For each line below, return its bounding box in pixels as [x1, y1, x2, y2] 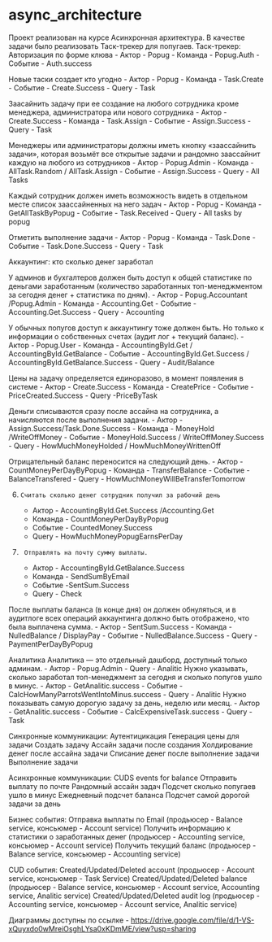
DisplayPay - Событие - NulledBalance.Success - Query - [63, 630, 258, 640]
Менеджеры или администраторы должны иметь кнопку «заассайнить [8, 140, 257, 150]
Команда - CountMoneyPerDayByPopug [32, 514, 169, 524]
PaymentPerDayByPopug [8, 639, 93, 648]
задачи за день [8, 799, 61, 809]
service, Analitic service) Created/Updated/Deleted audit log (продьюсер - [8, 891, 261, 901]
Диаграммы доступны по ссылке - [8, 915, 130, 925]
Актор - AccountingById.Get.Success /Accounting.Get [32, 505, 214, 515]
